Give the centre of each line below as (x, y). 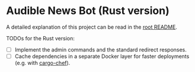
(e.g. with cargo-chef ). (42, 63)
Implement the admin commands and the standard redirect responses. (100, 49)
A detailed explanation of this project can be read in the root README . (92, 27)
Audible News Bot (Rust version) (88, 11)
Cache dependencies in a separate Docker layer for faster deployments (102, 56)
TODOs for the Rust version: (41, 38)
